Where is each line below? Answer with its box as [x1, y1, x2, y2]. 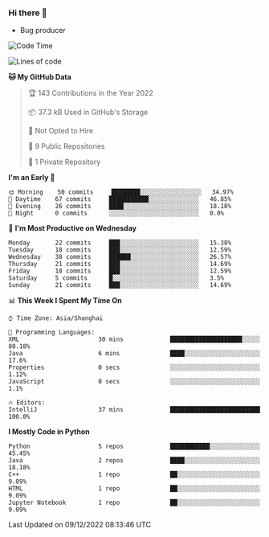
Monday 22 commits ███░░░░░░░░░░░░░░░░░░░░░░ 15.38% [8, 239, 231, 248]
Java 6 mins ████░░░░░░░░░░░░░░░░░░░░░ [8, 350, 261, 358]
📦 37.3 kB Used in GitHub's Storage [27, 108, 149, 117]
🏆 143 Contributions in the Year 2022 [27, 88, 154, 98]
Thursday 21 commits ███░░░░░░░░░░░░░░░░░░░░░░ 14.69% [8, 260, 231, 268]
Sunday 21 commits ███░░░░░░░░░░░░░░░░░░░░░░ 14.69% [8, 281, 231, 289]
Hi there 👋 [8, 7, 48, 18]
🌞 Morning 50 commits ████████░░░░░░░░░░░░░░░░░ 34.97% [8, 188, 234, 196]
